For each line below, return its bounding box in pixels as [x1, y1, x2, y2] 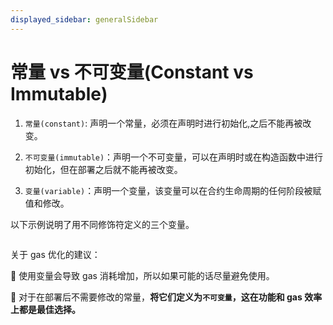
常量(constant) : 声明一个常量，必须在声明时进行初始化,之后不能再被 [24, 117, 303, 129]
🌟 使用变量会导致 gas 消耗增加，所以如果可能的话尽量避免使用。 [10, 269, 275, 281]
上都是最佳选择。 [10, 303, 81, 315]
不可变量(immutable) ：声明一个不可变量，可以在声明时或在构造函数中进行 [24, 151, 324, 163]
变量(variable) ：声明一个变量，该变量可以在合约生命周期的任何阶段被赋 [24, 184, 322, 196]
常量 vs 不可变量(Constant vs [10, 61, 254, 83]
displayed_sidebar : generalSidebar [10, 14, 159, 25]
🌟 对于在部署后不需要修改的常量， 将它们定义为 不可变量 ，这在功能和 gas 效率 [10, 291, 323, 303]
